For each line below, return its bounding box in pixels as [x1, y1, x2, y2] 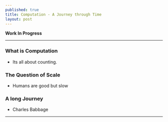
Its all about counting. [12, 58, 57, 65]
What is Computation [5, 47, 58, 54]
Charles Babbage [12, 106, 48, 112]
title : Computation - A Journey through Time [5, 12, 101, 17]
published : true [5, 7, 39, 12]
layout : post [5, 16, 32, 21]
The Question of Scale [5, 71, 60, 78]
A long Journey [5, 95, 43, 102]
